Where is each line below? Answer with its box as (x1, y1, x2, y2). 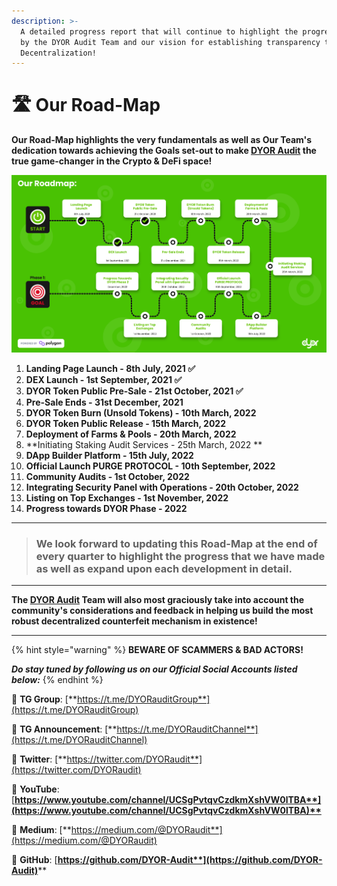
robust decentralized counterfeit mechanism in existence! (11, 615, 258, 627)
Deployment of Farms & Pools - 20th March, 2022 (25, 428, 237, 440)
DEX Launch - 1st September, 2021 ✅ (25, 373, 183, 385)
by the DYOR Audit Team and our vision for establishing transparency (20, 37, 321, 47)
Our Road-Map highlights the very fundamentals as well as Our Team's (11, 134, 313, 146)
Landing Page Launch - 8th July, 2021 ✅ (25, 362, 196, 374)
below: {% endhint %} (11, 674, 104, 686)
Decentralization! (20, 48, 98, 58)
